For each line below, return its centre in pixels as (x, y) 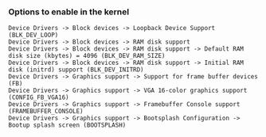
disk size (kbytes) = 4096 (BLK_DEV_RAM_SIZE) (87, 56)
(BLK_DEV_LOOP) (33, 35)
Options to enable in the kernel (69, 12)
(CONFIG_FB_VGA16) (39, 97)
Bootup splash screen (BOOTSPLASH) (67, 125)
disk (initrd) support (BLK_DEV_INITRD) (76, 70)
